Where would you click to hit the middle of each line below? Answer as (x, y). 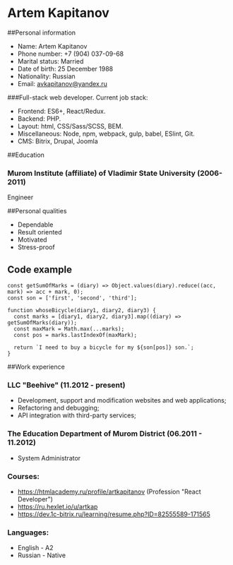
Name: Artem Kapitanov (52, 46)
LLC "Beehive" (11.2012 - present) (66, 385)
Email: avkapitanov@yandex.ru (62, 83)
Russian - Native (41, 555)
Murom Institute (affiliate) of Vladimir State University (102, 173)
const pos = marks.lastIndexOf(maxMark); (76, 335)
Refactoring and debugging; (58, 408)
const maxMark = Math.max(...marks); (69, 329)
